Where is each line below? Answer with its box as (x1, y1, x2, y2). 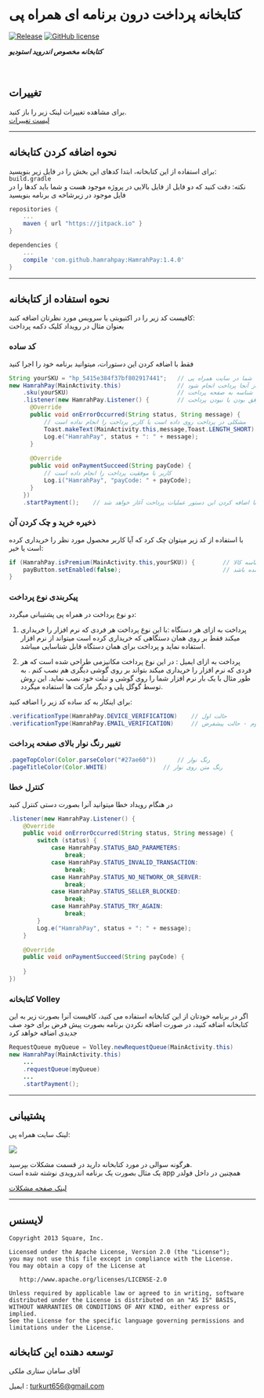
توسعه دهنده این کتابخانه (9, 1345, 114, 1359)
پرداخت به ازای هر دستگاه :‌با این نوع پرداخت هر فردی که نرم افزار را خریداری (20, 625, 247, 634)
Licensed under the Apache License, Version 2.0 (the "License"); (9, 1248, 230, 1257)
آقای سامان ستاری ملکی (9, 1366, 81, 1375)
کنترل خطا (9, 782, 44, 793)
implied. (9, 1310, 38, 1318)
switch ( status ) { (37, 837, 97, 845)
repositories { (9, 205, 59, 213)
